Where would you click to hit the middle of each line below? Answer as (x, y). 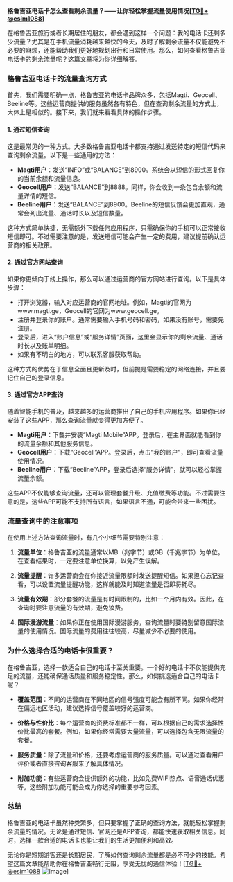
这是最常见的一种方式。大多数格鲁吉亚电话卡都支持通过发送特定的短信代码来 (116, 146)
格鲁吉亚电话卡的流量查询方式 (57, 78)
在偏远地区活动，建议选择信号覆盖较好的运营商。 (87, 708)
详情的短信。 (42, 195)
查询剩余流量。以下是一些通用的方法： (62, 155)
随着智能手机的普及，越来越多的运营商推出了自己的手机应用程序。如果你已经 (116, 411)
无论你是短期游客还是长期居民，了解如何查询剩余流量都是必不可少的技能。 (113, 854)
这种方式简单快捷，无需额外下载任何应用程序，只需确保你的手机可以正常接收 (116, 227)
